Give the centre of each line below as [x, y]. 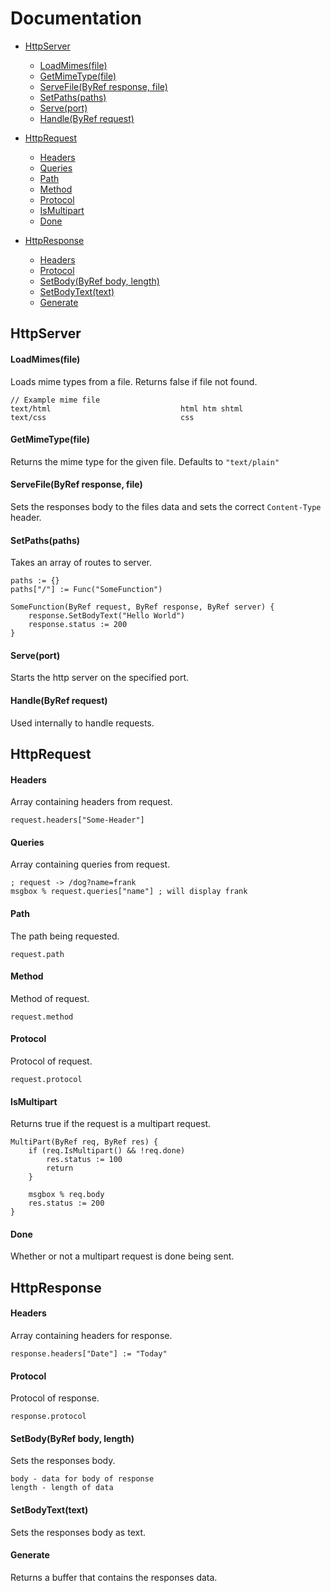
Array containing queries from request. [90, 864]
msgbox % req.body [66, 1195]
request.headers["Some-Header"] [77, 820]
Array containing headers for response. [91, 1335]
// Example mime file [55, 400]
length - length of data [62, 1488]
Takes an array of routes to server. [81, 563]
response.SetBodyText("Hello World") [107, 616]
